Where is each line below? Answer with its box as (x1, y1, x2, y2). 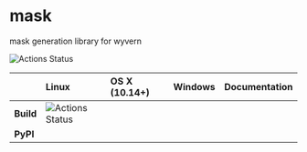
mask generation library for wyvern (9, 35, 143, 46)
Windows (173, 80, 216, 93)
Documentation (223, 80, 293, 93)
